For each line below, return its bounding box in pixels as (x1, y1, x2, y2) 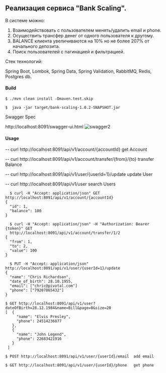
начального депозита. (12, 43, 60, 49)
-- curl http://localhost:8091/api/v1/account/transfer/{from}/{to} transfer (5, 156, 154, 162)
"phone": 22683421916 (16, 336, 62, 342)
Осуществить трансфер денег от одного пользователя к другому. (12, 32, 154, 38)
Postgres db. (5, 73, 32, 80)
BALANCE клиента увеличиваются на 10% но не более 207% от (12, 38, 149, 44)
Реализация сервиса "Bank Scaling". (5, 4, 127, 13)
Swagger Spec (5, 114, 36, 120)
